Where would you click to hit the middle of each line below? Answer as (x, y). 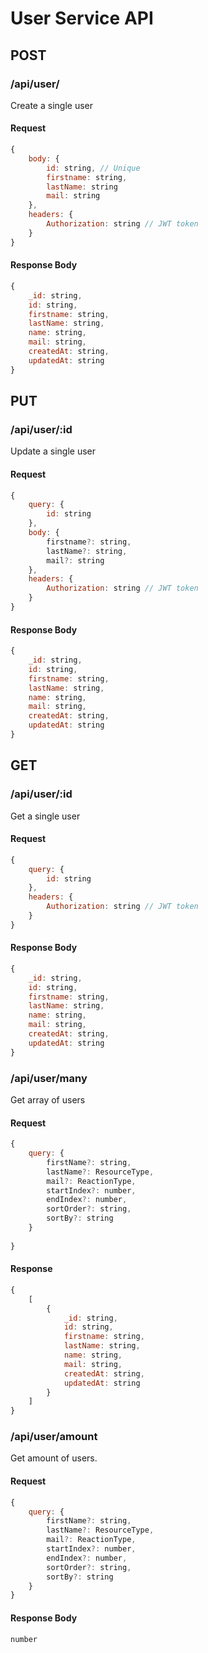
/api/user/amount (54, 1437)
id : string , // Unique (93, 168)
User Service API (82, 18)
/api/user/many (49, 1078)
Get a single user (45, 816)
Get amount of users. (54, 1458)
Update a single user (53, 451)
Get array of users (48, 1100)
